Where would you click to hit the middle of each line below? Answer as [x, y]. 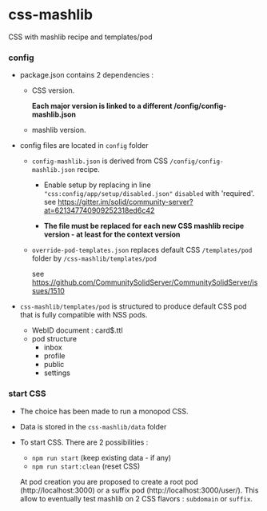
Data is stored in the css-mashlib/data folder [93, 426]
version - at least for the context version [112, 234]
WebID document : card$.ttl [77, 330]
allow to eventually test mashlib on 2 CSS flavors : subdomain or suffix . [136, 498]
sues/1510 [48, 291]
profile [54, 356]
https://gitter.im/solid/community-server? [126, 202]
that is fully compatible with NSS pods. [84, 315]
